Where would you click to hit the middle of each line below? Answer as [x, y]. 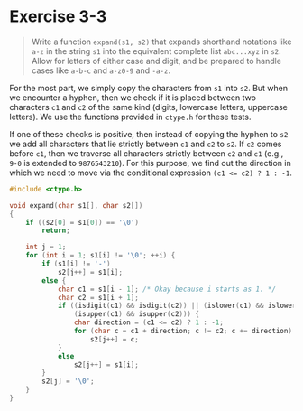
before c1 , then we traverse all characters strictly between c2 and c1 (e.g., [147, 153]
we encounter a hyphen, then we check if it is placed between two [133, 98]
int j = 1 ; [46, 247]
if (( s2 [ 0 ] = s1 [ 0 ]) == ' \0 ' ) [83, 222]
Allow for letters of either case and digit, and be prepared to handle [156, 61]
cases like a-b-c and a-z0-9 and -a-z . [101, 70]
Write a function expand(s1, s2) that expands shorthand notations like [161, 42]
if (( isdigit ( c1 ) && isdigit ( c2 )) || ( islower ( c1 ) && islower [177, 306]
